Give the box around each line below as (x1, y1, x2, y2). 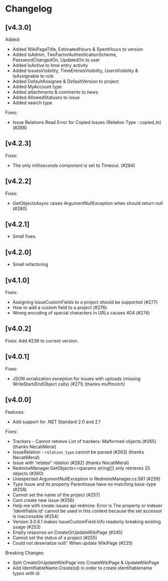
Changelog (5, 3, 52, 15)
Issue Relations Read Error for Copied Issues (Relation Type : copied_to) (12, 119, 162, 125)
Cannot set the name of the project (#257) (12, 492, 101, 498)
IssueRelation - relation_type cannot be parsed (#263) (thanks (12, 449, 144, 455)
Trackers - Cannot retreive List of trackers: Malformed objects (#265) (12, 438, 157, 444)
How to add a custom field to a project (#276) (12, 304, 107, 310)
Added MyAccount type (12, 84, 62, 90)
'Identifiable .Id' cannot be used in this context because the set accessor (12, 507, 162, 514)
